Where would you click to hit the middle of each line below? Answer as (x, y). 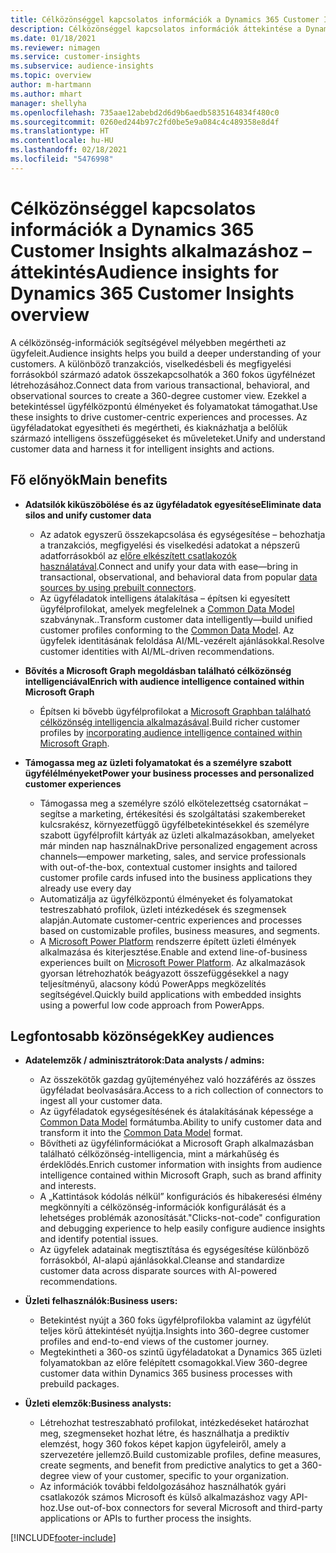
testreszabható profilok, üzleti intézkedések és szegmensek (163, 909)
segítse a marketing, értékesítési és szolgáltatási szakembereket (172, 813)
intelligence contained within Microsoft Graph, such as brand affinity (180, 1175)
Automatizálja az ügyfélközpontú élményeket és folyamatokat (166, 898)
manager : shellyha (48, 103)
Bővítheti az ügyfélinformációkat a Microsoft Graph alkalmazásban (176, 1143)
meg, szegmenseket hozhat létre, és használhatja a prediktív (164, 1433)
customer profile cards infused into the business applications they (176, 877)
